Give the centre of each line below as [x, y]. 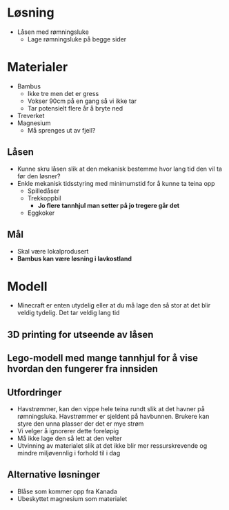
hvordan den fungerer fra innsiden [83, 369]
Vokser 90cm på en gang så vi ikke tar [82, 101]
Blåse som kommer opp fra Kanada [67, 491]
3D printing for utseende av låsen [80, 334]
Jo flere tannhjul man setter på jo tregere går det [109, 205]
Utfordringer [34, 392]
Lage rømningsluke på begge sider [77, 39]
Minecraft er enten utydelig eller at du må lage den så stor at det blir [114, 305]
